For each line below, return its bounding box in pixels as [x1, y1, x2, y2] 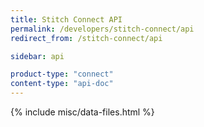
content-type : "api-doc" [10, 79, 114, 89]
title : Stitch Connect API [10, 14, 123, 25]
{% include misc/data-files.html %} [10, 106, 155, 118]
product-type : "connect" [10, 69, 114, 80]
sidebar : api [10, 51, 65, 61]
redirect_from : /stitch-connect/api [10, 33, 163, 43]
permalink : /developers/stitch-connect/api [10, 24, 195, 34]
